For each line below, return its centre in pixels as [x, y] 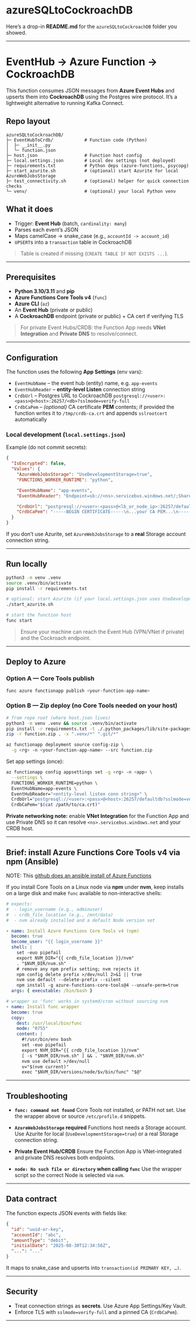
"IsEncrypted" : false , [39, 463]
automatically [31, 419]
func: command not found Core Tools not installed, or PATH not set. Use [100, 1110]
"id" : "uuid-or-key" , [38, 1229]
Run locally [27, 564]
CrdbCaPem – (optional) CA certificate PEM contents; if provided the [94, 407]
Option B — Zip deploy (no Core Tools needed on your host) [92, 705]
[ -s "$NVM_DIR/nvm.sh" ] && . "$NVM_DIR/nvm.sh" [83, 1056]
